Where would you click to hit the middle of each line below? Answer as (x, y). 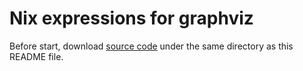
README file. (36, 56)
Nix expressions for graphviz (131, 18)
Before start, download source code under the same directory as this (151, 46)
